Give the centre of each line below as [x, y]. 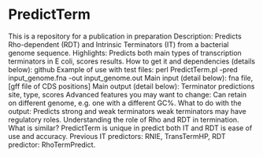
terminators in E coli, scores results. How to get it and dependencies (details [132, 61]
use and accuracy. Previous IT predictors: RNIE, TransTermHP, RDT [117, 136]
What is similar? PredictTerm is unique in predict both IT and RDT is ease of [130, 128]
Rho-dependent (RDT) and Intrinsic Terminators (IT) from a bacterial [119, 44]
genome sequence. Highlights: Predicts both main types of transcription [125, 53]
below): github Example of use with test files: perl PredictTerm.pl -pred [123, 69]
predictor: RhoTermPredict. [52, 144]
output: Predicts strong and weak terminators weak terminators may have [127, 111]
